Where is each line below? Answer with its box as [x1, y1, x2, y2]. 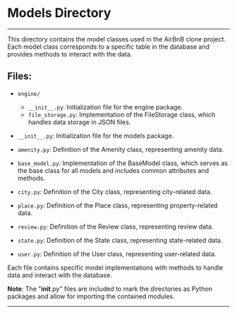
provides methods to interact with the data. [7, 49, 133, 58]
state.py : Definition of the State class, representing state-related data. [17, 236, 223, 244]
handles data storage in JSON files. [28, 118, 131, 126]
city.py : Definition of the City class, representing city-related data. [17, 187, 212, 195]
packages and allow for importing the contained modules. [7, 291, 175, 301]
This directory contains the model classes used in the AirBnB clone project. [7, 35, 226, 43]
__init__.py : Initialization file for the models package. [17, 131, 174, 140]
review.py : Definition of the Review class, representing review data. [17, 222, 214, 231]
